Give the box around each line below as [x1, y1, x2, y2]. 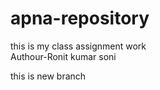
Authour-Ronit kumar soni [10, 50, 117, 62]
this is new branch [10, 70, 87, 82]
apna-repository [10, 7, 150, 30]
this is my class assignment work [10, 40, 147, 52]
